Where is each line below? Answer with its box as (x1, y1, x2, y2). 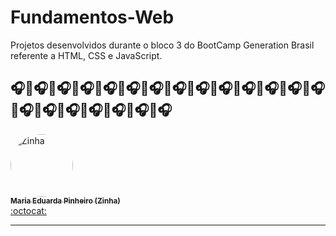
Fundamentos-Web (10, 6, 175, 29)
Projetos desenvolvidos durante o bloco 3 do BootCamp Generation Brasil (10, 39, 315, 51)
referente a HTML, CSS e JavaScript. (10, 49, 163, 61)
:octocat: (10, 204, 47, 216)
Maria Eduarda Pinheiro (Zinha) (10, 196, 121, 206)
